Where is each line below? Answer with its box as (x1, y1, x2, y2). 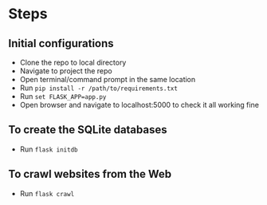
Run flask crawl (19, 188, 75, 198)
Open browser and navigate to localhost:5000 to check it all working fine (19, 101, 259, 109)
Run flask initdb (19, 144, 78, 154)
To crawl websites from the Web (8, 168, 172, 181)
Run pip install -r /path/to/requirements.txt (19, 83, 178, 93)
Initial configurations (8, 37, 114, 50)
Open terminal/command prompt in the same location (19, 75, 196, 84)
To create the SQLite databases (8, 123, 167, 136)
